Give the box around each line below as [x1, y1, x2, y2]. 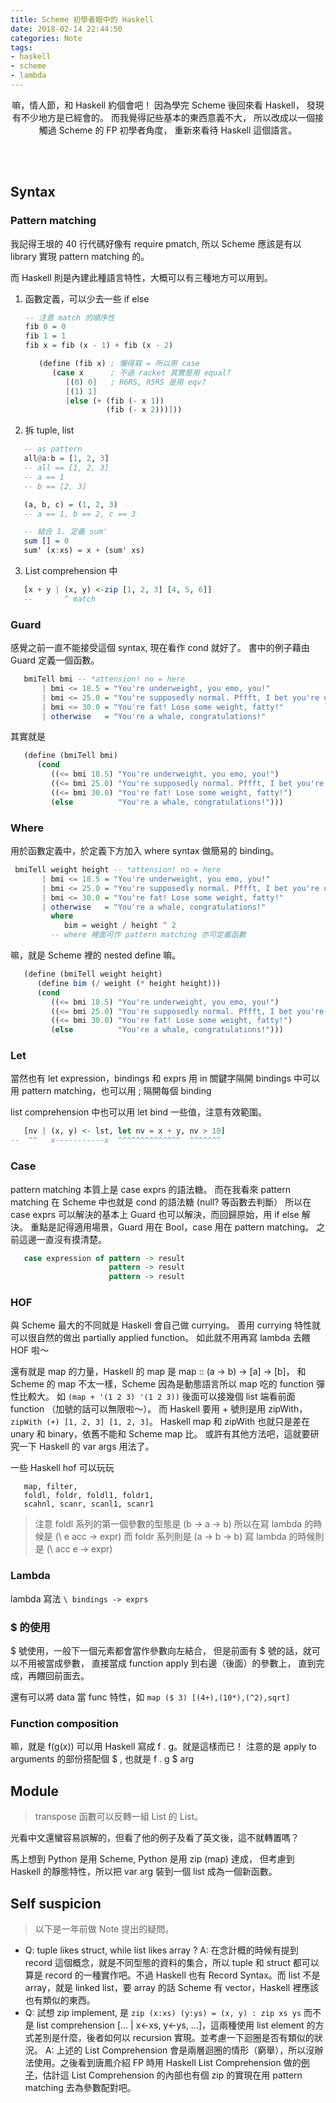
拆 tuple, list [24, 424, 75, 436]
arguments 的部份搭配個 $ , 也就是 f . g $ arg [10, 1753, 195, 1765]
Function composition [10, 1716, 119, 1730]
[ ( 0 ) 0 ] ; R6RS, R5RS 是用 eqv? [65, 377, 207, 387]
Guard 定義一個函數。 [10, 654, 100, 666]
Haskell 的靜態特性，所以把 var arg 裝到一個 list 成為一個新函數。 [10, 1866, 278, 1878]
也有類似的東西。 [24, 1994, 96, 2006]
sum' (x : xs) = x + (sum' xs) [23, 546, 145, 556]
